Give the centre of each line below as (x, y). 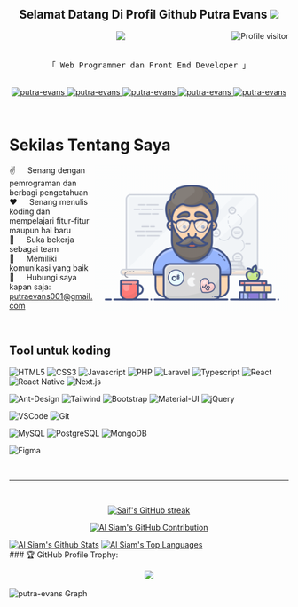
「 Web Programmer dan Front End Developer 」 (149, 65)
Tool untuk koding (60, 351)
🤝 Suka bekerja (42, 240)
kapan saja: (30, 287)
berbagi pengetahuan (49, 192)
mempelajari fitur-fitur (49, 220)
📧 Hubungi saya (43, 277)
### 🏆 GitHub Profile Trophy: (64, 555)
